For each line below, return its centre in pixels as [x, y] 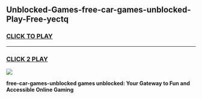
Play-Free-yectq [38, 19]
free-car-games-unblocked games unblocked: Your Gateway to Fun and [98, 83]
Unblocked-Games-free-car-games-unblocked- [99, 10]
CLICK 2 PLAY [27, 59]
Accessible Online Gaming [40, 89]
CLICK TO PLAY [29, 37]
